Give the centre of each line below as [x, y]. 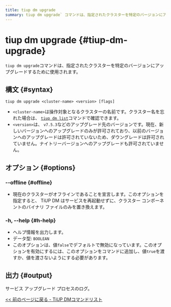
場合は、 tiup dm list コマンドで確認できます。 [72, 118]
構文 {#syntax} [29, 89]
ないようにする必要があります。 [77, 258]
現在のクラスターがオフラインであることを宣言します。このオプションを [88, 194]
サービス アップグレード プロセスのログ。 [49, 289]
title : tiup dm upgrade [31, 10]
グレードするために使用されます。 [45, 72]
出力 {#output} [29, 275]
